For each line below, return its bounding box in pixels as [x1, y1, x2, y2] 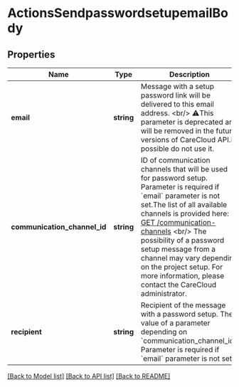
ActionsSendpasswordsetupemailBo [7, 5, 229, 21]
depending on [140, 327, 187, 336]
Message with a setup [140, 82, 215, 91]
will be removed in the [140, 126, 215, 136]
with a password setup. [140, 309, 218, 319]
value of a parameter [140, 318, 211, 328]
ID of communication [140, 155, 211, 165]
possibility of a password [140, 235, 225, 245]
